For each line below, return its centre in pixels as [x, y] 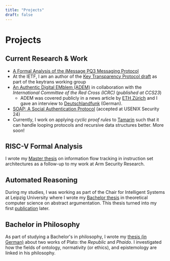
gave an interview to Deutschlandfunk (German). [71, 103]
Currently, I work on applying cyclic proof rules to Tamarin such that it [86, 120]
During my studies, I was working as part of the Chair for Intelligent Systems [85, 192]
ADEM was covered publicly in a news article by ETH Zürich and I [89, 98]
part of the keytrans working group [49, 81]
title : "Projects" [25, 10]
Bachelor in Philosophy [43, 224]
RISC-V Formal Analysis [44, 146]
